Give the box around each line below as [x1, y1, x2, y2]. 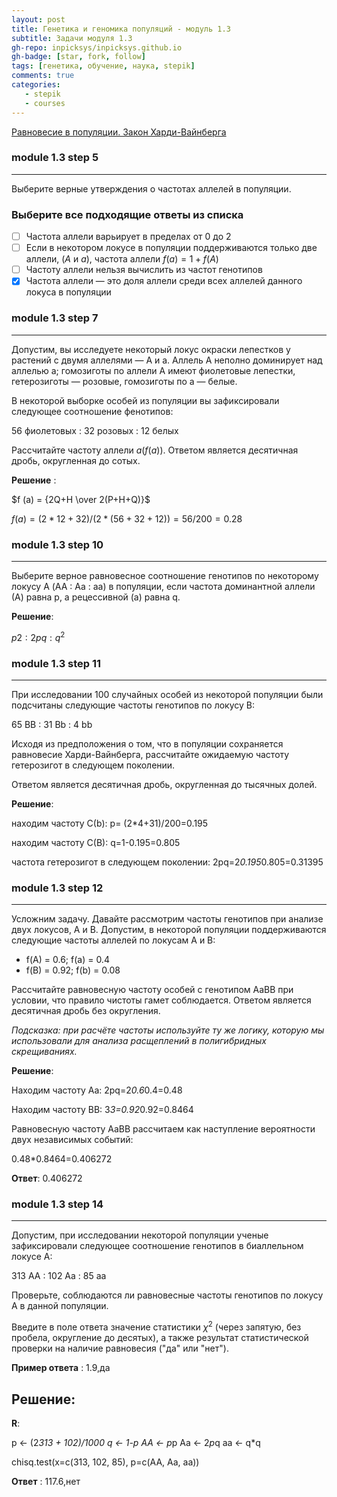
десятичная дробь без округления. [11, 1005, 161, 1017]
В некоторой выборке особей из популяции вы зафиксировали [11, 394, 280, 406]
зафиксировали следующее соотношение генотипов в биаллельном [11, 1240, 304, 1252]
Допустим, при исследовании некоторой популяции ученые [11, 1229, 269, 1241]
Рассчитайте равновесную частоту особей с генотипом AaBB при [11, 984, 294, 996]
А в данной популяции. [11, 1300, 109, 1312]
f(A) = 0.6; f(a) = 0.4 [25, 954, 110, 966]
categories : [11, 80, 61, 90]
